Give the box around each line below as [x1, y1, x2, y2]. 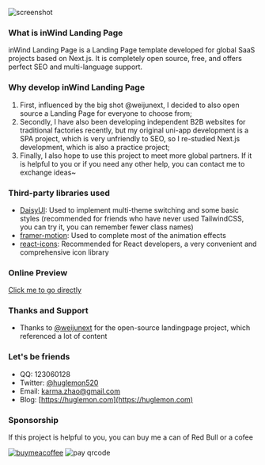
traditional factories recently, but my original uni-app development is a [19, 125, 249, 135]
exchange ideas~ [19, 167, 77, 177]
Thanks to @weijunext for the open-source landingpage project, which [19, 323, 251, 332]
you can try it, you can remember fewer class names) [19, 222, 194, 232]
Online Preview [8, 267, 68, 278]
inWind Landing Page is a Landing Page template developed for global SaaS [8, 45, 256, 55]
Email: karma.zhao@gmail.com [19, 386, 121, 396]
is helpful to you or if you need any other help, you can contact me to [19, 159, 245, 168]
